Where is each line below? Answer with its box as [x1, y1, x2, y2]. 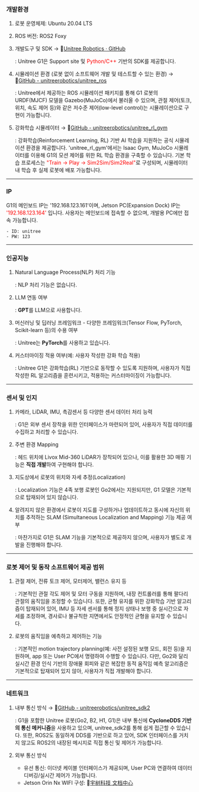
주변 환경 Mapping [14, 441, 59, 448]
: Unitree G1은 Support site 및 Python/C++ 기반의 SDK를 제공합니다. [14, 58, 176, 65]
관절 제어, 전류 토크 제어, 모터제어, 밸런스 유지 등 [14, 578, 127, 585]
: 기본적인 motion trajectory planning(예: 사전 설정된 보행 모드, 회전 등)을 [14, 645, 185, 652]
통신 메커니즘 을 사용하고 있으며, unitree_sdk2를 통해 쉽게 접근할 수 [20, 724, 175, 731]
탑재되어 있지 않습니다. [25, 494, 79, 501]
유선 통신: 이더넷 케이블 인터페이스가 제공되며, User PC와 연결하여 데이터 [23, 764, 192, 771]
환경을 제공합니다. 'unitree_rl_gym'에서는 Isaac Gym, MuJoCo [25, 144, 173, 152]
